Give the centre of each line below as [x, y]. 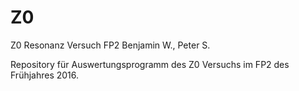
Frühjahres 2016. [45, 75]
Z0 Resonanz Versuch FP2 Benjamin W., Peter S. [110, 45]
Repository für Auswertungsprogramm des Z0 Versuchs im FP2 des [150, 64]
